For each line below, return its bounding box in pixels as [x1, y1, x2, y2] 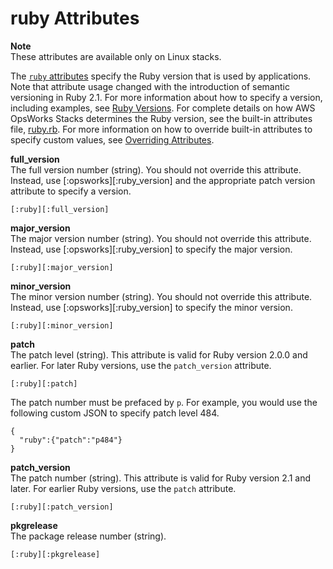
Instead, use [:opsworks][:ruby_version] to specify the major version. [10, 243, 293, 255]
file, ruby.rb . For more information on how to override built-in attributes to [10, 123, 313, 135]
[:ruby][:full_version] [10, 204, 110, 214]
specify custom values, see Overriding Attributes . [10, 133, 215, 146]
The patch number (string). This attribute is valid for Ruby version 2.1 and [10, 472, 311, 484]
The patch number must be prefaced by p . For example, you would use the [10, 396, 318, 408]
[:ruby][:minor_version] [10, 320, 114, 331]
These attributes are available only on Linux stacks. [10, 50, 222, 62]
